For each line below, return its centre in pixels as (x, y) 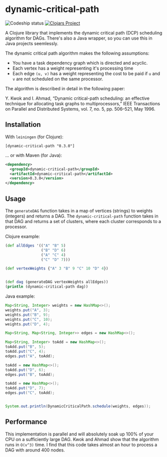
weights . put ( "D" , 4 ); (28, 324)
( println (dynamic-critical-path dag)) (47, 287)
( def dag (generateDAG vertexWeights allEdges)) (57, 282)
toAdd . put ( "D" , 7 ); (25, 388)
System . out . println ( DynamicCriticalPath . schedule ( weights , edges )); (78, 406)
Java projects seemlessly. (32, 43)
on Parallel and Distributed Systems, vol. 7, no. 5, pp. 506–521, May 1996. (80, 109)
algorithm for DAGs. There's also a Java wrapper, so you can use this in (79, 38)
